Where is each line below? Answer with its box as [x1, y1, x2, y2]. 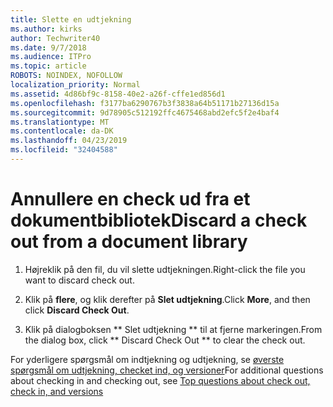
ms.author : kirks [10, 24, 83, 34]
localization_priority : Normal [10, 80, 141, 90]
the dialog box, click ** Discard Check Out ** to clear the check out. [24, 334, 306, 346]
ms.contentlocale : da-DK [10, 126, 114, 136]
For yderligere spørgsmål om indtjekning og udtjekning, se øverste [10, 353, 285, 365]
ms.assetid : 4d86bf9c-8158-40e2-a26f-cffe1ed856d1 [10, 89, 226, 99]
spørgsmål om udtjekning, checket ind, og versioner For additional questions [10, 364, 324, 376]
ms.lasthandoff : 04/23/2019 [10, 136, 128, 146]
